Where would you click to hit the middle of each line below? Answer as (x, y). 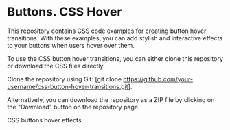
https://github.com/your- (158, 79)
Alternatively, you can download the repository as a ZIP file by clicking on (111, 99)
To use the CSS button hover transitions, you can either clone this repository (115, 58)
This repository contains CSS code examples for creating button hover (107, 31)
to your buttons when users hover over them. (71, 45)
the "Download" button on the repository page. (73, 107)
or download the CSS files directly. (56, 66)
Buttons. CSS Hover (65, 12)
